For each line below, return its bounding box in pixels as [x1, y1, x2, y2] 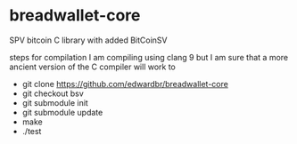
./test [21, 125, 42, 136]
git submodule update [21, 107, 103, 117]
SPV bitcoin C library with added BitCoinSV [9, 35, 168, 45]
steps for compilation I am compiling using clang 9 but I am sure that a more [9, 52, 289, 62]
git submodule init [21, 97, 89, 108]
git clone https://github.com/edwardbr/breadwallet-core [21, 78, 229, 89]
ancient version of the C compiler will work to [9, 61, 177, 72]
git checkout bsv [21, 88, 85, 99]
